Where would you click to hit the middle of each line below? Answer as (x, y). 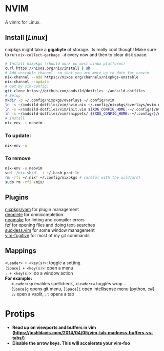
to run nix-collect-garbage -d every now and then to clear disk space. (76, 54)
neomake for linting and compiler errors (45, 219)
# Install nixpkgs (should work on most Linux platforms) (65, 64)
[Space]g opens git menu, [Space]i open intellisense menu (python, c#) (83, 289)
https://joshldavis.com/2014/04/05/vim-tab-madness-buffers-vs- (83, 332)
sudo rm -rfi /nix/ (25, 182)
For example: (19, 278)
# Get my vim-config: (27, 86)
